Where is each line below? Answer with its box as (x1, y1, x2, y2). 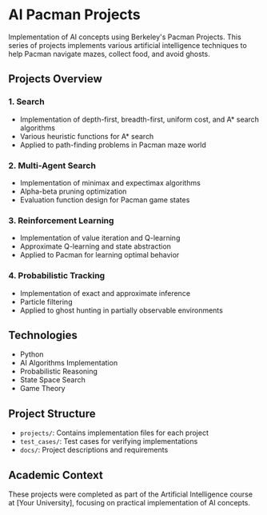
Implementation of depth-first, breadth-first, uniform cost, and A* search (19, 114, 260, 124)
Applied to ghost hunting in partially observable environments (19, 305, 224, 315)
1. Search (8, 96, 46, 107)
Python (19, 349, 44, 359)
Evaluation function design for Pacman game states (19, 194, 190, 205)
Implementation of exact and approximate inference (19, 288, 190, 297)
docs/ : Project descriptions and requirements (19, 445, 169, 455)
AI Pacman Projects (8, 6, 141, 24)
